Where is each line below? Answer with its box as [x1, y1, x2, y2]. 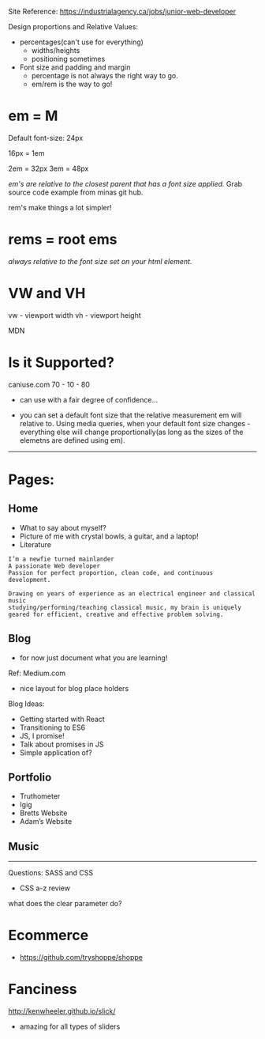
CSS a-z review [19, 883, 71, 893]
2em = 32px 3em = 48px [8, 164, 89, 173]
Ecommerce [8, 927, 89, 944]
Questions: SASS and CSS [8, 868, 93, 878]
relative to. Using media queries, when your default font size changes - [19, 418, 251, 428]
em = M [8, 107, 58, 125]
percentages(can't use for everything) [19, 37, 144, 47]
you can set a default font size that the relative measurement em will [19, 410, 242, 420]
